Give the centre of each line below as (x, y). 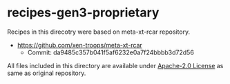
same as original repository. (47, 73)
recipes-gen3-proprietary (83, 13)
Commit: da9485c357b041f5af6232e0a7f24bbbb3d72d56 (111, 52)
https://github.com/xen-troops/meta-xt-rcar (80, 45)
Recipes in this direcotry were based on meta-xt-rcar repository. (99, 32)
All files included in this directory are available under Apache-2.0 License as (115, 65)
